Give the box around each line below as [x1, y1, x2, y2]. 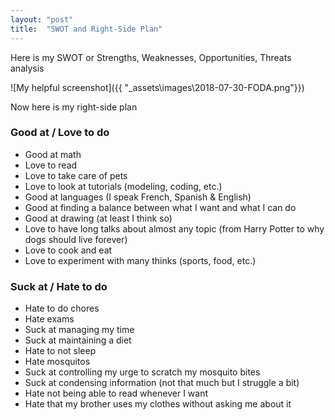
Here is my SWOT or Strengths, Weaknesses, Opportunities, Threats [10, 51, 292, 63]
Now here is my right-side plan [10, 101, 138, 113]
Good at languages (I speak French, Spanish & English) [24, 191, 252, 203]
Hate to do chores [24, 302, 100, 315]
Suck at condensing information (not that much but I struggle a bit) [24, 377, 300, 389]
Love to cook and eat [24, 244, 113, 256]
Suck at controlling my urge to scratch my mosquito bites [24, 366, 261, 378]
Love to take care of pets [24, 169, 128, 181]
